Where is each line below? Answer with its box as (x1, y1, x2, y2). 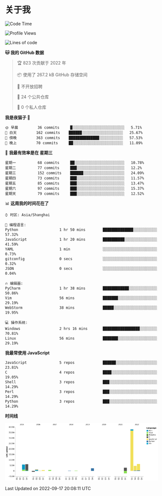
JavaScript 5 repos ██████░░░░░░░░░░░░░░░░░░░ (5, 360, 158, 365)
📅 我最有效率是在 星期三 (5, 149, 53, 155)
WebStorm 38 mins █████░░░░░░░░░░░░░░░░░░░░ (5, 305, 158, 310)
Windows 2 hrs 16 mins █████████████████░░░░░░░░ (5, 326, 158, 331)
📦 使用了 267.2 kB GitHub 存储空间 (16, 71, 88, 78)
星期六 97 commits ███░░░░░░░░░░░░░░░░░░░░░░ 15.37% (5, 186, 145, 191)
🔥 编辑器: (5, 281, 23, 286)
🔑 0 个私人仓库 (16, 104, 47, 110)
